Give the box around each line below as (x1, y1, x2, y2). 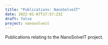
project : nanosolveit (5, 21, 50, 26)
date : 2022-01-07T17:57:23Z (5, 12, 63, 17)
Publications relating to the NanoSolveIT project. (5, 34, 104, 40)
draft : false (5, 16, 32, 21)
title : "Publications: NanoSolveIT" (5, 7, 80, 12)
